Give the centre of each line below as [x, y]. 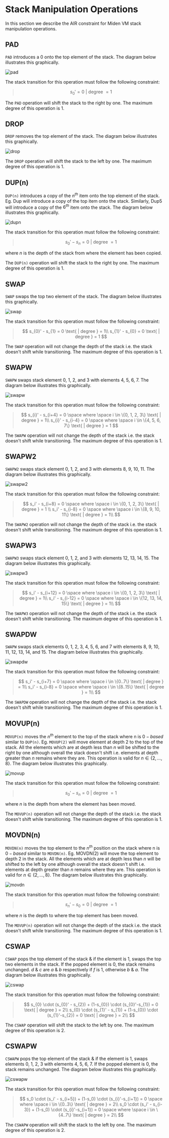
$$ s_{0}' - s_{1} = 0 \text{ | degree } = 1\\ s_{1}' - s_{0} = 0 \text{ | [91, 331]
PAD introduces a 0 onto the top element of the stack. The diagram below [81, 57]
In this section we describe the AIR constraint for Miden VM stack [73, 23]
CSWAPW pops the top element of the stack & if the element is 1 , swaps [76, 1058]
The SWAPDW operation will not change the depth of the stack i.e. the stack [81, 702]
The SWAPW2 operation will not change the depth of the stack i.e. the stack [81, 524]
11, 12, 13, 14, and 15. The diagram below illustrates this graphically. [74, 652]
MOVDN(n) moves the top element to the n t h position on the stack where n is [83, 848]
